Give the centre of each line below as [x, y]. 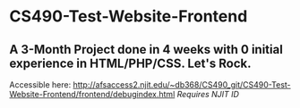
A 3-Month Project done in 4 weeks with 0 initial [146, 50]
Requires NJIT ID [208, 94]
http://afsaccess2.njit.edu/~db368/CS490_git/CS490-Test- [182, 85]
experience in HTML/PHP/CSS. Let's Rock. [130, 63]
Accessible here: [40, 85]
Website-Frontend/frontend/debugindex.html [92, 94]
